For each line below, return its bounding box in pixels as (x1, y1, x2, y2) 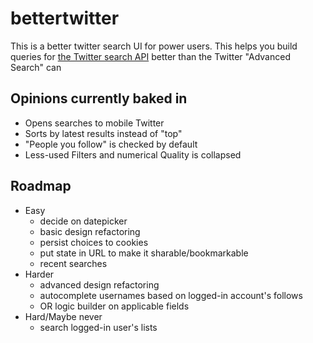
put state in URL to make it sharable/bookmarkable (39, 247, 249, 259)
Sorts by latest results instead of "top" (24, 127, 183, 139)
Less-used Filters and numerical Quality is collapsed (24, 148, 242, 161)
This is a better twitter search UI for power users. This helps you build (10, 40, 298, 52)
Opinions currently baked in (10, 90, 188, 107)
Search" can (10, 61, 62, 73)
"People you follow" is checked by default (24, 138, 198, 150)
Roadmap (10, 178, 72, 195)
